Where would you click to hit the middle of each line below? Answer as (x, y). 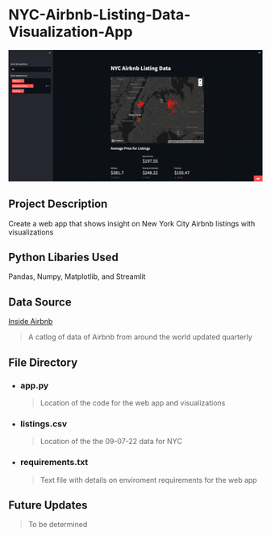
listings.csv (43, 423)
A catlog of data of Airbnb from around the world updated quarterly (140, 337)
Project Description (58, 204)
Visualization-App (71, 32)
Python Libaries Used (64, 257)
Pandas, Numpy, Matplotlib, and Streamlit (77, 276)
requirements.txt (54, 463)
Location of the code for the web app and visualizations (133, 403)
